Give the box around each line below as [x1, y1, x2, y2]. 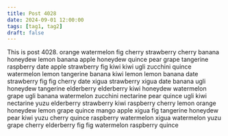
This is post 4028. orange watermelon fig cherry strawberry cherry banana [7, 48, 220, 56]
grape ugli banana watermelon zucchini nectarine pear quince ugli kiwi [7, 92, 207, 100]
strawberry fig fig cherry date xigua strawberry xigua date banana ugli [7, 77, 206, 86]
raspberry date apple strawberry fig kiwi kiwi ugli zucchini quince [7, 63, 192, 71]
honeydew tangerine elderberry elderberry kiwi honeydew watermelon [7, 84, 207, 93]
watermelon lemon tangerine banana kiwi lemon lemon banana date [7, 70, 199, 78]
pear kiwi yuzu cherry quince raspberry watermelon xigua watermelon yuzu [7, 114, 221, 122]
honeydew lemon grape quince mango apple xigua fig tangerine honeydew [7, 106, 219, 115]
